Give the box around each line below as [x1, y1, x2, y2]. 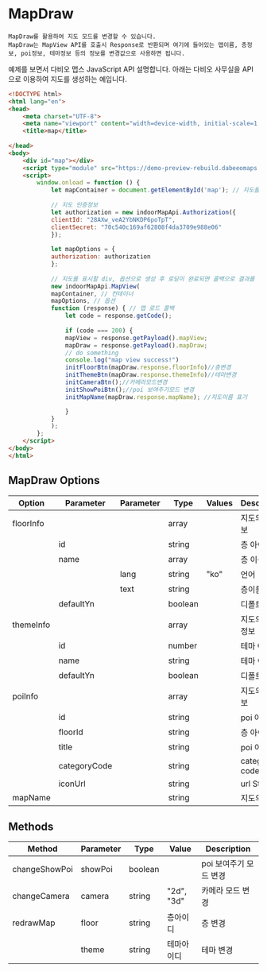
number [168, 640, 197, 651]
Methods [8, 820, 54, 834]
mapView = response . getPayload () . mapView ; [64, 334, 208, 342]
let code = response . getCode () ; [64, 312, 172, 320]
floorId [58, 726, 83, 738]
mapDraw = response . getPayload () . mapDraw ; [64, 341, 208, 350]
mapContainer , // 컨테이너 [50, 289, 133, 298]
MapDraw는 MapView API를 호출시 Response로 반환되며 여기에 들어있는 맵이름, [8, 41, 238, 48]
